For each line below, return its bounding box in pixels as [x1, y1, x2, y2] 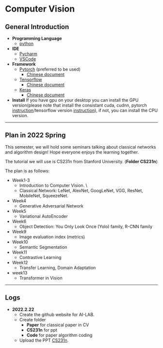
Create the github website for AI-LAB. [19, 311, 95, 318]
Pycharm [19, 51, 38, 57]
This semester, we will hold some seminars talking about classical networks [5, 144, 156, 150]
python [19, 41, 34, 46]
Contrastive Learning [19, 254, 62, 260]
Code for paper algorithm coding [26, 332, 93, 338]
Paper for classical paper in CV [26, 322, 89, 328]
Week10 [12, 239, 28, 245]
